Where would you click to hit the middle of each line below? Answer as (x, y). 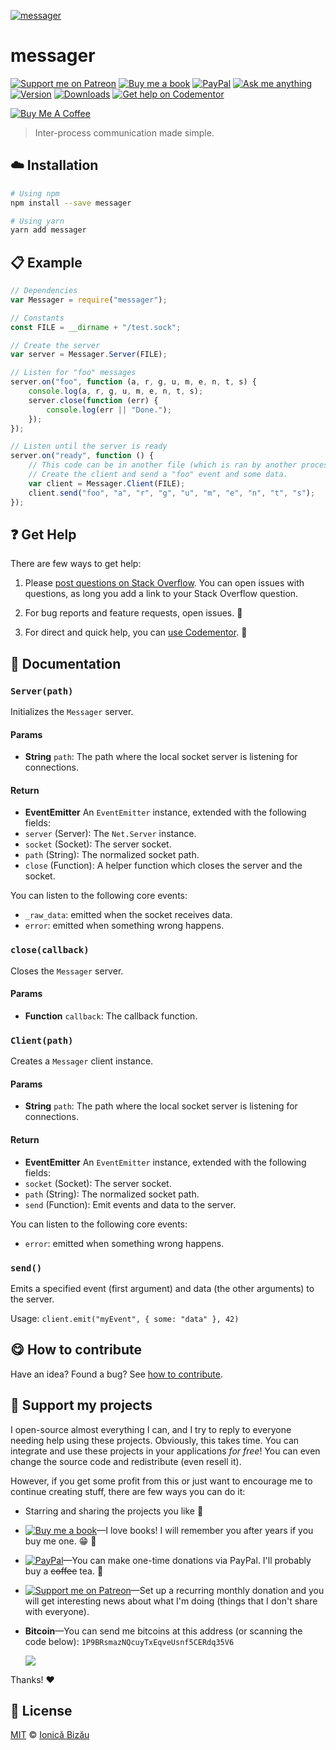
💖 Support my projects (81, 1405)
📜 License (41, 1710)
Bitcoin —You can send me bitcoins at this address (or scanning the (163, 1631)
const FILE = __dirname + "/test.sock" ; (96, 327)
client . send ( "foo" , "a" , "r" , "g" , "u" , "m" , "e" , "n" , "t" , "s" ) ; (172, 493)
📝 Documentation (66, 663)
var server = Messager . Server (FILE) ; (89, 355)
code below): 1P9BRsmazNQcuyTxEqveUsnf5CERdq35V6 (129, 1641)
